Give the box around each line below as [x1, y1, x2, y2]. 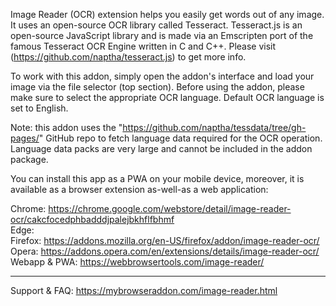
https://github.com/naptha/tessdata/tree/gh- [122, 122, 307, 133]
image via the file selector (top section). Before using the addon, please [10, 81, 305, 93]
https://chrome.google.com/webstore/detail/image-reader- [48, 203, 292, 214]
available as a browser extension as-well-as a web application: [10, 184, 269, 195]
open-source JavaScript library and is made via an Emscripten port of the [10, 30, 314, 41]
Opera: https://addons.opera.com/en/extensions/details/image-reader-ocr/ [10, 245, 320, 257]
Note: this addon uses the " [10, 122, 123, 133]
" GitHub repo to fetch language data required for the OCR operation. [38, 132, 323, 144]
